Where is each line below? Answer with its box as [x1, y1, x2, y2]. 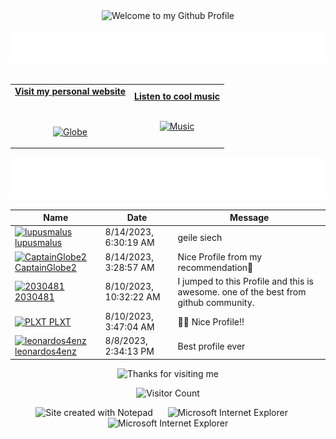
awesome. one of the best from [177, 285, 307, 298]
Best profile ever [177, 340, 246, 352]
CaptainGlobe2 [14, 261, 77, 273]
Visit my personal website [14, 85, 127, 97]
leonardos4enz [14, 345, 77, 358]
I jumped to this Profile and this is [177, 275, 314, 287]
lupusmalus [14, 237, 63, 249]
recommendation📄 [177, 261, 254, 273]
